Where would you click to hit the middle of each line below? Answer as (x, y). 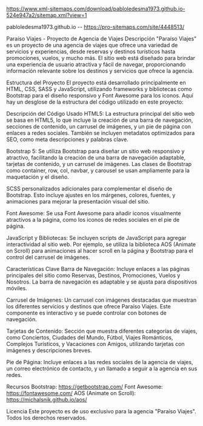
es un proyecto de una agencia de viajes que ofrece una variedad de (92, 45)
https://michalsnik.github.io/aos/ (47, 400)
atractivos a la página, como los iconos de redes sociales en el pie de (93, 220)
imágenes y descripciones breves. (49, 350)
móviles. (17, 288)
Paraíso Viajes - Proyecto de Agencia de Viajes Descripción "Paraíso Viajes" (101, 38)
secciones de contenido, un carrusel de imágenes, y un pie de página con (99, 126)
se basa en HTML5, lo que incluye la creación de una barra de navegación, (100, 120)
